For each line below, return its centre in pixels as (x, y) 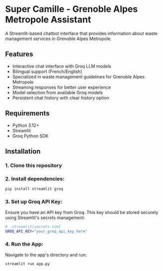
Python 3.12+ (26, 125)
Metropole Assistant (48, 20)
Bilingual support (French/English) (47, 71)
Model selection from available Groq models (57, 92)
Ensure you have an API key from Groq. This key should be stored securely (82, 213)
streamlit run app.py (28, 264)
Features (19, 54)
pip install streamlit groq (34, 189)
